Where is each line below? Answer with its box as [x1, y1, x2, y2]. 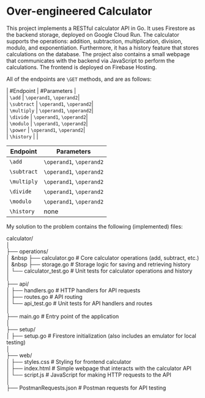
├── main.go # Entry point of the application [6, 312, 119, 320]
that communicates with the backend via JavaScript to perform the [6, 57, 175, 64]
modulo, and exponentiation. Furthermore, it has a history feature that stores [6, 44, 199, 51]
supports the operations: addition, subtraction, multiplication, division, [6, 37, 183, 45]
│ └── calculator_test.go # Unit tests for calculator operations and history [6, 267, 193, 275]
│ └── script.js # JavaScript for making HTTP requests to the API [6, 371, 171, 378]
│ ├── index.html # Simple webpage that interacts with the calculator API [6, 364, 192, 372]
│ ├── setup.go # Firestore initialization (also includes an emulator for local [6, 332, 197, 339]
